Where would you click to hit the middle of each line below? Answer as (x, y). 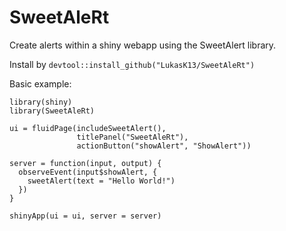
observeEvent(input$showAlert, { (88, 172)
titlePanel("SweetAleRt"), (132, 137)
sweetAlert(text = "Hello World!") (101, 181)
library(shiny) (41, 102)
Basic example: (40, 83)
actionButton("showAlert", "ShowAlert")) (164, 146)
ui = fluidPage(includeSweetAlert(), (88, 128)
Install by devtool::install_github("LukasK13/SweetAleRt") (132, 64)
